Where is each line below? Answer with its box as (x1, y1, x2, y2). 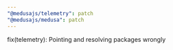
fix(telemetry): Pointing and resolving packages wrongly (7, 35, 166, 43)
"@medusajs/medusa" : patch (7, 16, 84, 23)
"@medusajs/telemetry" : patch (7, 10, 94, 17)
